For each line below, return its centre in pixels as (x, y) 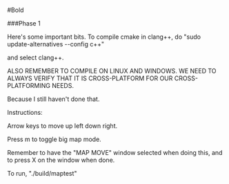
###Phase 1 (24, 23)
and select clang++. (36, 57)
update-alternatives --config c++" (56, 44)
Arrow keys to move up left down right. (62, 126)
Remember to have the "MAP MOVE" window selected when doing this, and (115, 153)
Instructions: (25, 112)
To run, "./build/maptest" (42, 173)
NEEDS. (63, 85)
